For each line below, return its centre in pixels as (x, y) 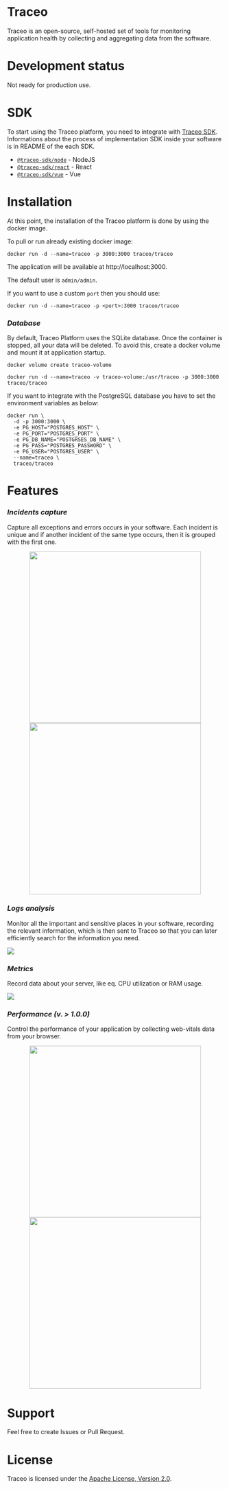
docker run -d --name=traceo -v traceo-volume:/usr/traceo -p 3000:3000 (113, 377)
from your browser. (34, 1036)
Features (33, 491)
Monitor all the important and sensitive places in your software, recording (111, 923)
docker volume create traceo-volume (59, 365)
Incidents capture (37, 512)
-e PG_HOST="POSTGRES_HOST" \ (56, 428)
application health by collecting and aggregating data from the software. (109, 38)
